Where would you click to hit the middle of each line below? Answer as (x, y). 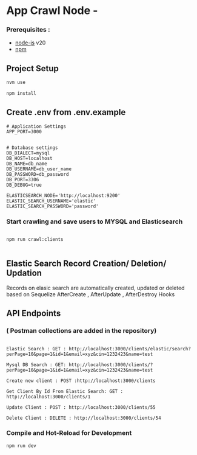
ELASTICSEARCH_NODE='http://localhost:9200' (63, 195)
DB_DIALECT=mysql (28, 153)
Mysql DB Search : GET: (36, 365)
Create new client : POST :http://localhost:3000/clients (81, 381)
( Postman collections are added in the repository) (82, 331)
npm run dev (21, 446)
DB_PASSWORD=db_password (38, 174)
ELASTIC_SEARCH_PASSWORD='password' (52, 206)
